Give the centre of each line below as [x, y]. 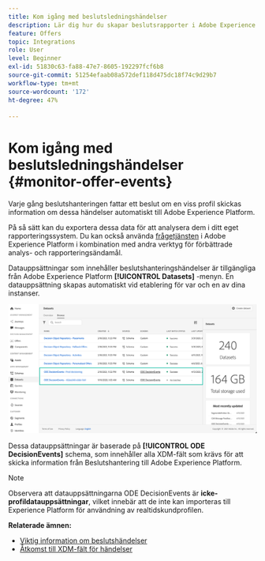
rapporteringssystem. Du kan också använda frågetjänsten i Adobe [117, 236]
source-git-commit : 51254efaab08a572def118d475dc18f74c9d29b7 [112, 75]
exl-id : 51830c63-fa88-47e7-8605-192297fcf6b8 [86, 67]
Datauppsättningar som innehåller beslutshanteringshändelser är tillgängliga [132, 268]
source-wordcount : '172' [49, 92]
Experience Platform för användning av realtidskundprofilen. [106, 510]
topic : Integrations [42, 42]
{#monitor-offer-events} [90, 182]
